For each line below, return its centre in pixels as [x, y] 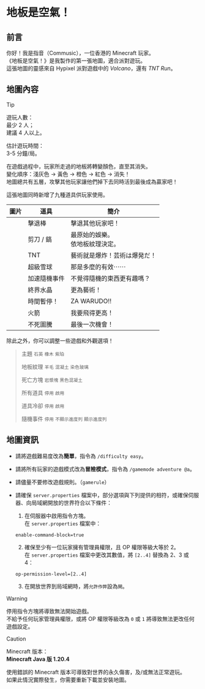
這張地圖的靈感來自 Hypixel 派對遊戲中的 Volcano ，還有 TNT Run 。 [91, 68]
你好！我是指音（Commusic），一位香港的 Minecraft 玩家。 [80, 53]
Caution [16, 639]
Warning [17, 598]
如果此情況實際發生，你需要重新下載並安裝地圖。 [68, 679]
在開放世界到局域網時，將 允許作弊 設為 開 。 [76, 586]
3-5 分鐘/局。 [24, 153]
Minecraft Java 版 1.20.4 [38, 659]
